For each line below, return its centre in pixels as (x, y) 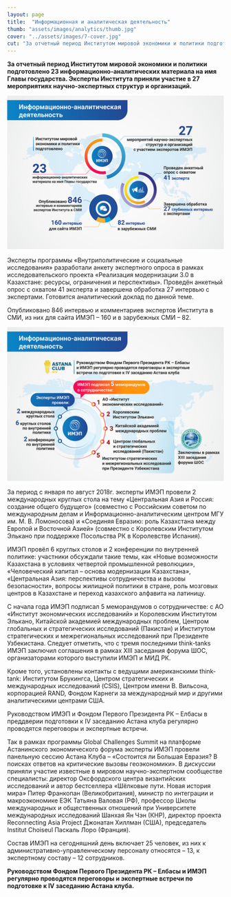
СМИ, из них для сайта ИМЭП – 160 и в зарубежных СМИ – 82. (99, 318)
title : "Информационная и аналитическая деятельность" (89, 22)
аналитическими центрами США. (56, 701)
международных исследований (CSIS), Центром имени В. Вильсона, (108, 685)
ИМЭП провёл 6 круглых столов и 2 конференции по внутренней (103, 549)
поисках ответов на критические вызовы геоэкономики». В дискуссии (111, 764)
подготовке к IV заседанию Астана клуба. (71, 885)
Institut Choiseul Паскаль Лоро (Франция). (69, 829)
